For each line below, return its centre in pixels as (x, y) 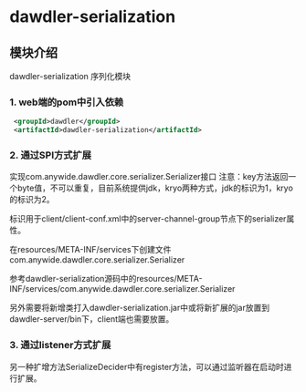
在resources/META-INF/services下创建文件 (90, 250)
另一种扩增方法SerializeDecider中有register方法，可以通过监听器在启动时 (147, 366)
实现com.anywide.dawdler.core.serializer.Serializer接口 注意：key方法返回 (149, 177)
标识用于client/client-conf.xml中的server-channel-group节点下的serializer (148, 219)
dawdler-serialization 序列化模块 (70, 76)
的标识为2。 (32, 200)
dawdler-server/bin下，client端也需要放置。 (92, 319)
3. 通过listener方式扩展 (60, 346)
